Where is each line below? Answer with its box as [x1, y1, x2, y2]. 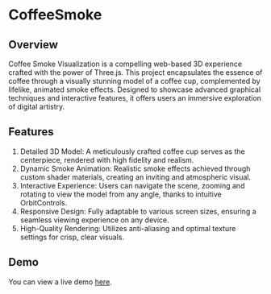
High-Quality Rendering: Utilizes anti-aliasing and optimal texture [19, 223, 236, 233]
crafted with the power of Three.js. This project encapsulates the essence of [8, 68, 263, 77]
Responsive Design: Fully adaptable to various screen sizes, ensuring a [19, 206, 256, 216]
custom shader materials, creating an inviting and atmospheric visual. [19, 172, 252, 182]
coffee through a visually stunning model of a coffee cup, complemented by [8, 77, 261, 85]
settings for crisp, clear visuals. [19, 232, 125, 242]
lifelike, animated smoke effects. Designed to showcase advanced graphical [8, 85, 261, 94]
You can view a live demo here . [8, 276, 113, 287]
